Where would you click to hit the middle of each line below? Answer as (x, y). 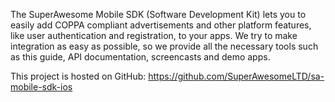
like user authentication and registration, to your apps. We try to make (154, 35)
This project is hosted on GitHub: (78, 76)
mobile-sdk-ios (41, 87)
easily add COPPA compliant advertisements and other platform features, (161, 25)
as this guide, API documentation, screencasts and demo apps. (140, 57)
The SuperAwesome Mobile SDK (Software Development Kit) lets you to (158, 14)
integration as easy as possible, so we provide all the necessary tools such (164, 46)
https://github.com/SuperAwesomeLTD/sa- (236, 76)
